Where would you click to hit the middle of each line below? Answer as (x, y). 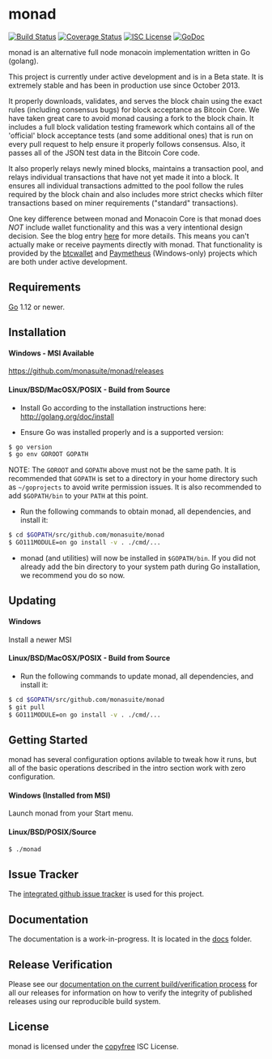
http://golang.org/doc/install (67, 416)
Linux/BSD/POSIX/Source (53, 832)
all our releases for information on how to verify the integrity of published (130, 992)
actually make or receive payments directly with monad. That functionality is (136, 244)
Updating (32, 601)
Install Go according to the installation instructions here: (113, 407)
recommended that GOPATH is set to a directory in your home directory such (133, 479)
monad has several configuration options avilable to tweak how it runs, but (133, 760)
